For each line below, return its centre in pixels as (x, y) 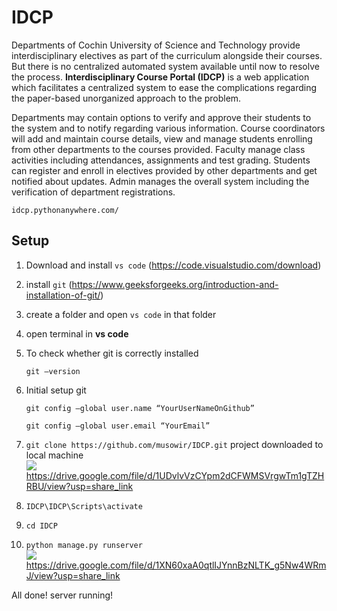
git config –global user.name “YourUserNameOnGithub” (140, 408)
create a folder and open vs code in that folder (121, 314)
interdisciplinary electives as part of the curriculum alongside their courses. (167, 55)
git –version (53, 371)
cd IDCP (41, 526)
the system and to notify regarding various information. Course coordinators (168, 128)
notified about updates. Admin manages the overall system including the (160, 181)
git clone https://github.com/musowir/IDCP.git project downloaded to (174, 444)
